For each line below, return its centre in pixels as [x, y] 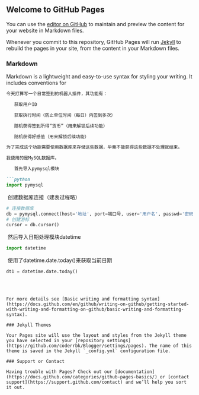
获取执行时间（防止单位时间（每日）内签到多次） [65, 115]
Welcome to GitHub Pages [55, 10]
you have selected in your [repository [55, 341]
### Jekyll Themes [29, 325]
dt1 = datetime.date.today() [42, 272]
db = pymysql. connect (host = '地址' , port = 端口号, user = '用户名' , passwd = [94, 214]
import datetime [26, 248]
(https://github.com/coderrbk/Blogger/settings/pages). [76, 346]
